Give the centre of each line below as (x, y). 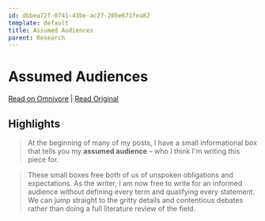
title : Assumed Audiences (51, 30)
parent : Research (37, 38)
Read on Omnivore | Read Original (63, 99)
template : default (38, 23)
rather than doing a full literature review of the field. (112, 208)
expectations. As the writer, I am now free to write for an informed (135, 183)
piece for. (43, 160)
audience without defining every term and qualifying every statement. (141, 192)
